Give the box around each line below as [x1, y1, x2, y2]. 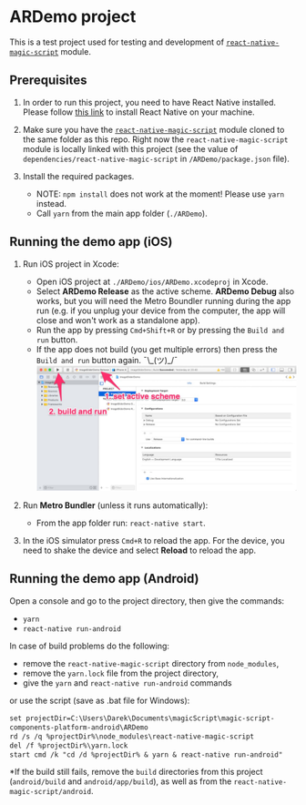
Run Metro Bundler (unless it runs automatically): [22, 499, 209, 511]
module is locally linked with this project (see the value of [22, 143, 239, 154]
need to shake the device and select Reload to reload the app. [22, 545, 257, 555]
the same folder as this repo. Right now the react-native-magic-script [22, 134, 289, 145]
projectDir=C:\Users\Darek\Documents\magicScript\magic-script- [25, 713, 275, 723]
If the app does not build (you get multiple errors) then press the [36, 343, 278, 354]
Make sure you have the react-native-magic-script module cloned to [22, 124, 285, 135]
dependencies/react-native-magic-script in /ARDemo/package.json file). [22, 153, 290, 164]
